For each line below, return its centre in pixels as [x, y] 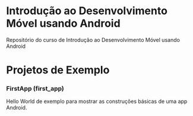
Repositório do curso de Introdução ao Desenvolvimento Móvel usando [93, 40]
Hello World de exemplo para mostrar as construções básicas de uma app [97, 101]
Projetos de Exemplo [58, 70]
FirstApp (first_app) [35, 89]
